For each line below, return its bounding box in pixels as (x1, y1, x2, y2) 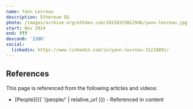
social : (6, 42, 25, 48)
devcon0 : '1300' (6, 36, 46, 42)
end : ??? (6, 31, 28, 37)
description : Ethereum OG (6, 14, 69, 20)
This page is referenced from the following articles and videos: (6, 84, 158, 91)
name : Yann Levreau (6, 8, 54, 15)
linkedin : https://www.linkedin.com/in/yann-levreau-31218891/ (11, 47, 169, 53)
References (6, 69, 49, 79)
